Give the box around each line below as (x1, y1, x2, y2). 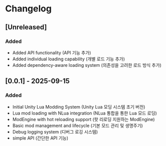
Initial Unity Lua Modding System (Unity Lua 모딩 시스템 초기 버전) (12, 104, 146, 110)
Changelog (5, 3, 52, 14)
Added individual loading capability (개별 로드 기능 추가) (12, 56, 125, 62)
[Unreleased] (5, 23, 47, 31)
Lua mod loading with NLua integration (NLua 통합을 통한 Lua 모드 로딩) (12, 110, 157, 116)
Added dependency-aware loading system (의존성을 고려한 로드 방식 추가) (12, 62, 162, 68)
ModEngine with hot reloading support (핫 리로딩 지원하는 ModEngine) (12, 116, 155, 122)
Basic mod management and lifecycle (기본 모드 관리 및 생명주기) (12, 123, 143, 129)
